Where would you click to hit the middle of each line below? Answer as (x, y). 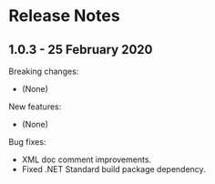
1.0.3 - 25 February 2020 (81, 50)
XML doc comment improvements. (87, 159)
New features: (35, 107)
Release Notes (64, 16)
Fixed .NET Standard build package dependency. (113, 169)
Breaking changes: (44, 71)
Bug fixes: (27, 142)
